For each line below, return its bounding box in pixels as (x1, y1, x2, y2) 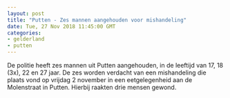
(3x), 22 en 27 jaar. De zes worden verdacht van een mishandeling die (7, 68, 207, 77)
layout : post (7, 10, 45, 17)
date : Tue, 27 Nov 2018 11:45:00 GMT (7, 23, 116, 30)
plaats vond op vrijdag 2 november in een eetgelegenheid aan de (7, 76, 193, 84)
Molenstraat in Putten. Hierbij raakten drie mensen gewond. (7, 84, 177, 91)
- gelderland (7, 36, 45, 43)
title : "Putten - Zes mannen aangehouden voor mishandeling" (7, 17, 187, 23)
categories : (7, 29, 41, 37)
